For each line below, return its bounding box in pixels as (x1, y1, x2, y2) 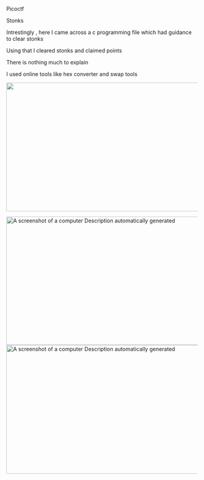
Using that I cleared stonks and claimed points (6, 47, 123, 54)
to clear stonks (6, 35, 44, 42)
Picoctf (6, 5, 24, 12)
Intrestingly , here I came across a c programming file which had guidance (6, 29, 192, 36)
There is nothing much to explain (6, 59, 89, 66)
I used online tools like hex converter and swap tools (6, 70, 138, 78)
